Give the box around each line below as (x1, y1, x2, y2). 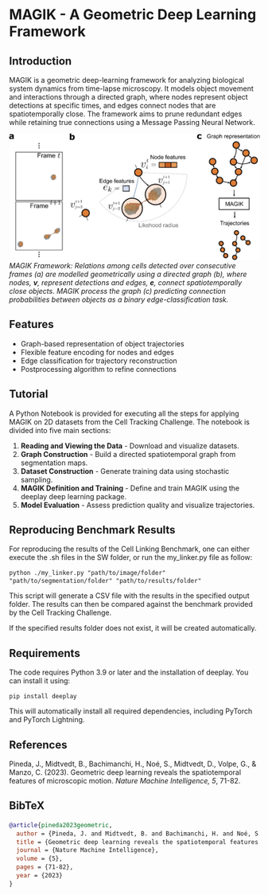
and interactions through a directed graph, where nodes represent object (9, 92, 249, 101)
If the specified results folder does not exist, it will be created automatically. (9, 623, 257, 633)
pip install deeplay (9, 693, 78, 701)
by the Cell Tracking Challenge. (9, 608, 112, 618)
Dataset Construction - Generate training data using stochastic (20, 466, 230, 475)
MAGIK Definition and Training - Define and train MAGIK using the (20, 483, 240, 493)
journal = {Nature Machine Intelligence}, (16, 846, 159, 854)
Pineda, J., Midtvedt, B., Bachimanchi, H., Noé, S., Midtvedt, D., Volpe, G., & (9, 759, 257, 769)
